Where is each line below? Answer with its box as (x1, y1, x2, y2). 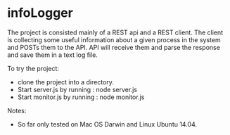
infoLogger (7, 5, 74, 21)
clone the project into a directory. (17, 77, 114, 86)
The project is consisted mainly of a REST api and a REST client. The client (7, 28, 224, 37)
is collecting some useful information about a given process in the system (7, 35, 221, 44)
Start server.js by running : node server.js (17, 85, 137, 94)
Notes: (7, 106, 27, 115)
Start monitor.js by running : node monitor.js (17, 93, 145, 101)
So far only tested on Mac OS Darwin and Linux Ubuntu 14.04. (17, 120, 198, 128)
